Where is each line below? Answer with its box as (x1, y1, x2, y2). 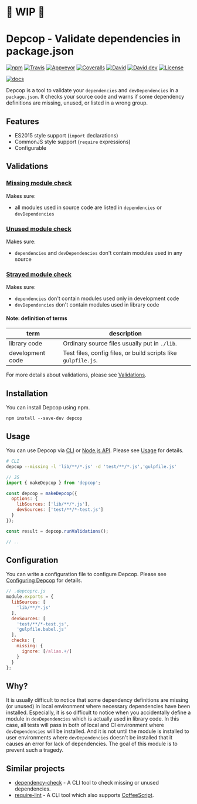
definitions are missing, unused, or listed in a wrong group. (6, 99, 148, 106)
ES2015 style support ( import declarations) (14, 132, 118, 139)
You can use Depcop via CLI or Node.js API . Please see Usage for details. (6, 447, 184, 454)
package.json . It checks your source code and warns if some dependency (6, 93, 185, 100)
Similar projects (6, 763, 65, 773)
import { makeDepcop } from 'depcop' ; (6, 480, 101, 486)
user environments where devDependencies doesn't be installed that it (6, 734, 173, 741)
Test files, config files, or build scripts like (63, 349, 177, 357)
